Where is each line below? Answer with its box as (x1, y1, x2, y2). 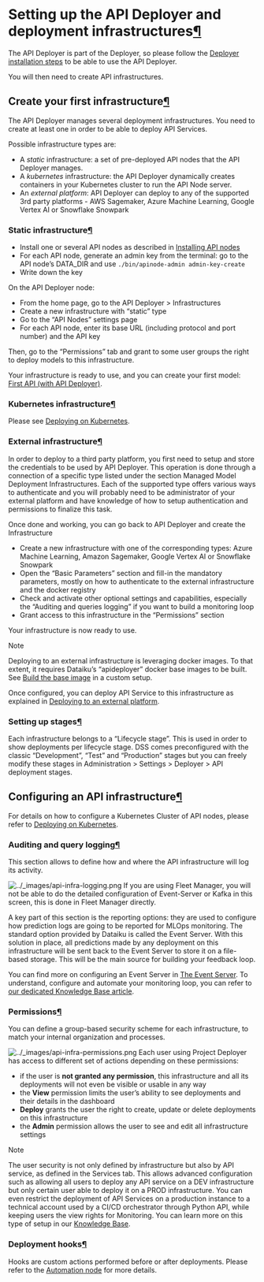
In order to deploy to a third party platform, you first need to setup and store (8, 454, 255, 463)
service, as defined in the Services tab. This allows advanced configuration (8, 1169, 253, 1179)
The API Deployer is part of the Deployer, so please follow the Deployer (8, 48, 240, 58)
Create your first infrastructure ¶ (8, 95, 170, 108)
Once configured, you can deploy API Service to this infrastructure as (8, 688, 234, 697)
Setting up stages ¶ (8, 715, 83, 726)
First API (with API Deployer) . (8, 379, 102, 388)
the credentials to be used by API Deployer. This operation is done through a (8, 463, 256, 472)
